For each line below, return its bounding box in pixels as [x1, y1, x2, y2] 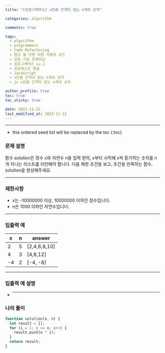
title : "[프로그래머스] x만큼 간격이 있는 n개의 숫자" [5, 7, 102, 12]
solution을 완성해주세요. [5, 167, 52, 173]
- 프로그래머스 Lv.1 [9, 61, 46, 67]
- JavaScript [9, 71, 36, 75]
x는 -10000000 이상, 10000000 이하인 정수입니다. [12, 197, 110, 203]
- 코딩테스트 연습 [9, 66, 40, 71]
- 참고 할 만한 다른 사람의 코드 [9, 52, 65, 57]
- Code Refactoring [9, 48, 50, 53]
